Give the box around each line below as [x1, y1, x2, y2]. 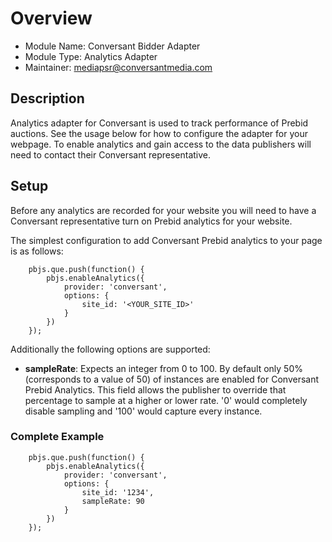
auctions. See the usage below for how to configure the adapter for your [10, 127, 308, 139]
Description [10, 90, 85, 107]
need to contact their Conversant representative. [10, 148, 212, 161]
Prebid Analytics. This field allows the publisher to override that [24, 383, 287, 396]
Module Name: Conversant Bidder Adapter [24, 40, 201, 52]
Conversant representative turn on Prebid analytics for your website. [10, 215, 293, 227]
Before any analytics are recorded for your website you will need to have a [10, 204, 317, 216]
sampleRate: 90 [81, 496, 145, 506]
